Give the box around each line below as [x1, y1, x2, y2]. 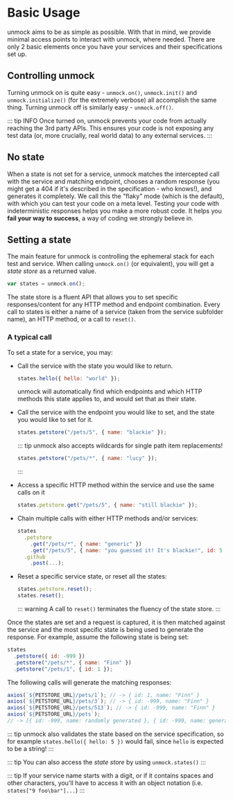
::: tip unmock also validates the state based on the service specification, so [7, 730, 224, 738]
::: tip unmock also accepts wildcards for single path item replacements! [17, 441, 223, 450]
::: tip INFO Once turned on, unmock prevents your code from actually [7, 116, 207, 125]
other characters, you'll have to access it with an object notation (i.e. [7, 778, 203, 787]
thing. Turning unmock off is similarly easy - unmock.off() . [7, 103, 174, 112]
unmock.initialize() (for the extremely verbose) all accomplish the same [7, 96, 217, 104]
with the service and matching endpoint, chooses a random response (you [7, 177, 220, 185]
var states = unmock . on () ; [7, 281, 85, 288]
